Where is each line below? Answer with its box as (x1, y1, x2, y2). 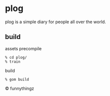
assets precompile (5, 45, 42, 51)
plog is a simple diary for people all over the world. (5, 19, 106, 25)
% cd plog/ (5, 55, 27, 60)
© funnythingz (5, 85, 34, 91)
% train (5, 59, 21, 64)
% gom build (5, 77, 29, 82)
